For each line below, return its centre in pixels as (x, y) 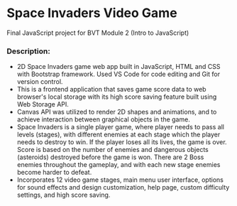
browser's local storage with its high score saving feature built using (117, 97)
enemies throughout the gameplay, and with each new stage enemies (118, 165)
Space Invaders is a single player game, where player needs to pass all (121, 127)
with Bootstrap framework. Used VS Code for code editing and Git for (118, 74)
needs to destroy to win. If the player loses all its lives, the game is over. (122, 142)
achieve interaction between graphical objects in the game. (104, 119)
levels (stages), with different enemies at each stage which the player (118, 135)
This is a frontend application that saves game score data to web (111, 90)
